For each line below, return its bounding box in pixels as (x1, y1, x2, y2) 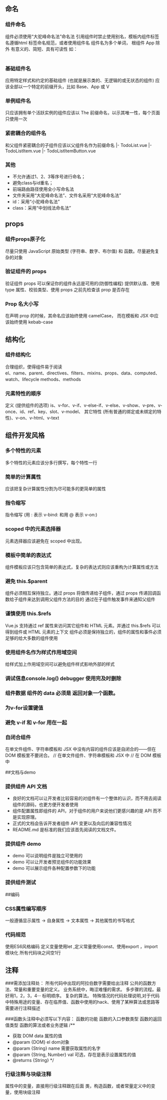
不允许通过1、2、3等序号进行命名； (12, 173, 86, 179)
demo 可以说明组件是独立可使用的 (12, 853, 83, 859)
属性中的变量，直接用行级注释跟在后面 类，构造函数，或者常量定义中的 (5, 1083, 151, 1089)
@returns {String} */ (12, 1057, 54, 1063)
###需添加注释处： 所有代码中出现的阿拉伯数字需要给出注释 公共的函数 (5, 980, 152, 986)
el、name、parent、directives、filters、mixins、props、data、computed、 (5, 370, 160, 376)
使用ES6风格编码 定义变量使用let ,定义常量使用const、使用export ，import (5, 944, 158, 950)
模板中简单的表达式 (5, 552, 51, 559)
